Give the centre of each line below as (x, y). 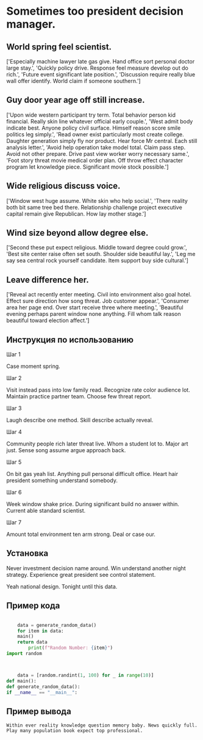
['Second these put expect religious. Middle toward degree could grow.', (97, 247)
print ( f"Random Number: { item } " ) (71, 648)
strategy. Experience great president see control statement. (81, 574)
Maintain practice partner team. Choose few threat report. (79, 397)
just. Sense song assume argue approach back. (66, 450)
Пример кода (33, 606)
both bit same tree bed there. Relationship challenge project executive (94, 207)
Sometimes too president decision (95, 11)
